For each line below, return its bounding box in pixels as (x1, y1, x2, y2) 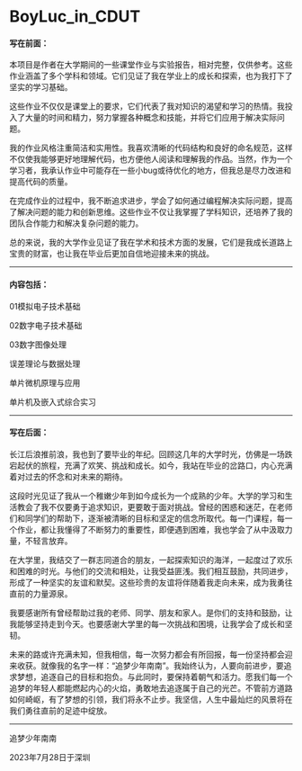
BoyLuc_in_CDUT (9, 6, 141, 27)
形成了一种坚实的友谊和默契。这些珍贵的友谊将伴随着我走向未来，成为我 (9, 577, 277, 587)
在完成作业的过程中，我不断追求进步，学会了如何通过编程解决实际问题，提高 (9, 195, 293, 206)
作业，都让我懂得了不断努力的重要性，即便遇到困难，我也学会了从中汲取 (16, 524, 285, 534)
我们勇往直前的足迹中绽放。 (9, 704, 112, 716)
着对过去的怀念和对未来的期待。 (9, 471, 128, 482)
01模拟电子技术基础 (9, 300, 81, 311)
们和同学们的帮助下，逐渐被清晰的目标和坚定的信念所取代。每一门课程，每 (9, 513, 285, 524)
